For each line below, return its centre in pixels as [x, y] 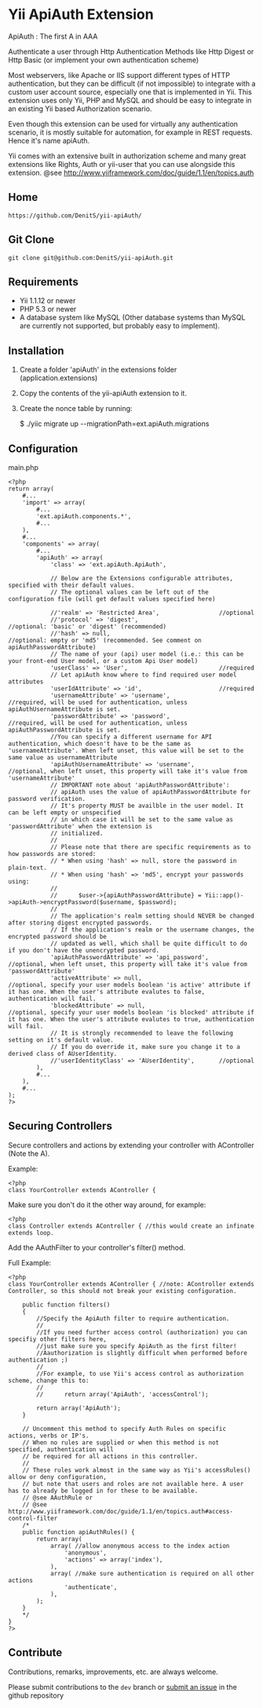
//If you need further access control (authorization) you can [142, 1332]
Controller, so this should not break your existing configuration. [122, 1291]
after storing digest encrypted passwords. [80, 923]
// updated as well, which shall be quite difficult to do [148, 943]
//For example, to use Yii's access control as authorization [140, 1373]
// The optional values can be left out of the [130, 592]
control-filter [33, 1518]
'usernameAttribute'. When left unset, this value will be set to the [126, 750]
